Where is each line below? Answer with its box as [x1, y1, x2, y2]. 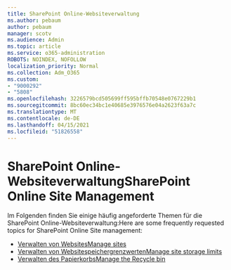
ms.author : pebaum [7, 17, 61, 24]
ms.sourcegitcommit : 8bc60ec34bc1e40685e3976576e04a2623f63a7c [7, 102, 197, 109]
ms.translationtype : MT [7, 108, 77, 115]
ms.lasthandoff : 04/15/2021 [7, 121, 90, 129]
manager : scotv [7, 30, 52, 37]
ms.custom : [7, 75, 39, 83]
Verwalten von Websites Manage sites [17, 240, 126, 248]
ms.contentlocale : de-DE [7, 115, 80, 122]
